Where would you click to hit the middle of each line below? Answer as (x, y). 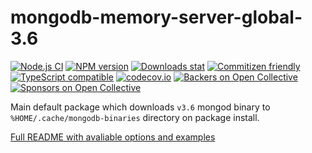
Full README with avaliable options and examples (113, 137)
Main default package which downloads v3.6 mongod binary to (140, 107)
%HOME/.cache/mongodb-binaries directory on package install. (135, 117)
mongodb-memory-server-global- (156, 17)
